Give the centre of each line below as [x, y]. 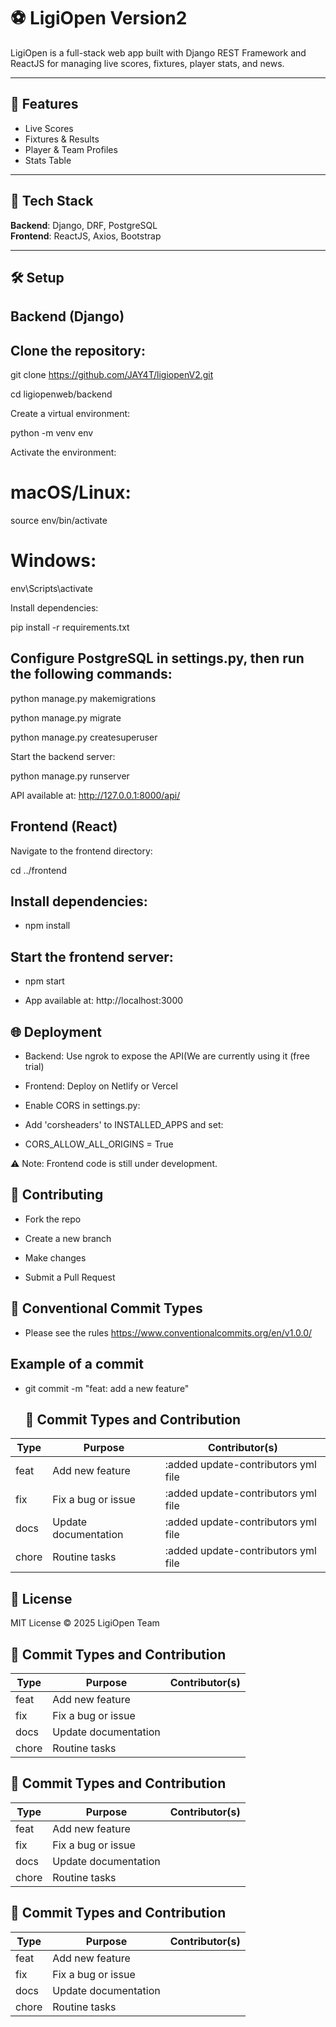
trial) [34, 1067]
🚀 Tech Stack [52, 201]
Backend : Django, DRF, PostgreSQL [84, 225]
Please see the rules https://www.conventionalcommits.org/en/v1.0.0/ [168, 1332]
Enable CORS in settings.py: [82, 1106]
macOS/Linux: [71, 492]
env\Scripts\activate [51, 589]
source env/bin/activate [59, 521]
